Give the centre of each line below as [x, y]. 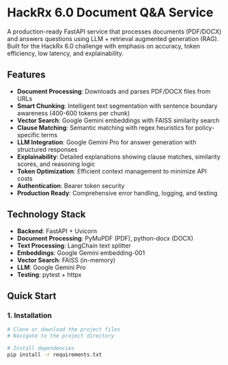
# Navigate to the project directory [61, 336]
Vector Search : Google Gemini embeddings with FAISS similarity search [118, 120]
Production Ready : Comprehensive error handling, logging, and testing [117, 193]
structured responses [47, 149]
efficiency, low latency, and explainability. [66, 53]
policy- [205, 127]
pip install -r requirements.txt [55, 354]
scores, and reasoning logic [56, 164]
